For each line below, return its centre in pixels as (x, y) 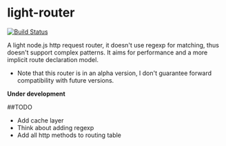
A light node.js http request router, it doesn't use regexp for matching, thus (113, 45)
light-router (41, 13)
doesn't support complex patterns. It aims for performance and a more (107, 52)
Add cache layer (40, 120)
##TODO (20, 107)
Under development (36, 94)
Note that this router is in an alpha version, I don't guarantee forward (114, 73)
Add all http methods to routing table (69, 135)
